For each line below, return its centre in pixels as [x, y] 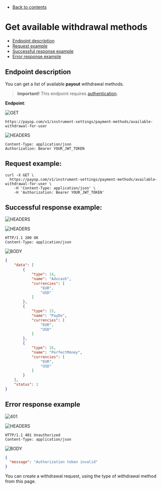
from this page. [20, 482]
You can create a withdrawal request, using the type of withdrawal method [81, 476]
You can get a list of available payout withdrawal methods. [65, 84]
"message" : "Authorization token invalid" [54, 462]
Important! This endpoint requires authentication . [67, 93]
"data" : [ [24, 265]
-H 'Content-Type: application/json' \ [55, 188]
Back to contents [29, 7]
